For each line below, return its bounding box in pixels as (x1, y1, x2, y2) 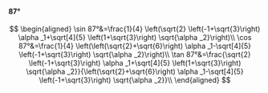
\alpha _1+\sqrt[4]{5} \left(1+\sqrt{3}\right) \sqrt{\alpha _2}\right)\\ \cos (18, 33, 252, 42)
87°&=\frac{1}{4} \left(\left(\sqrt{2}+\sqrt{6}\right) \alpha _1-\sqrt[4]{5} (18, 41, 251, 51)
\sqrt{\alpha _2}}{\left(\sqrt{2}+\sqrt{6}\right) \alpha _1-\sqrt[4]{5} (26, 67, 244, 76)
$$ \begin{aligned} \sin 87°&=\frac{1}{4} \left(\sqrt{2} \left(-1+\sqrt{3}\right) (9, 24, 261, 34)
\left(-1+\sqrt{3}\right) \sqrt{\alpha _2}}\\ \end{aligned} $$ (39, 75, 231, 85)
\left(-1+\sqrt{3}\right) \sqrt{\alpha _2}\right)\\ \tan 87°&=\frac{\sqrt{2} (18, 50, 251, 59)
